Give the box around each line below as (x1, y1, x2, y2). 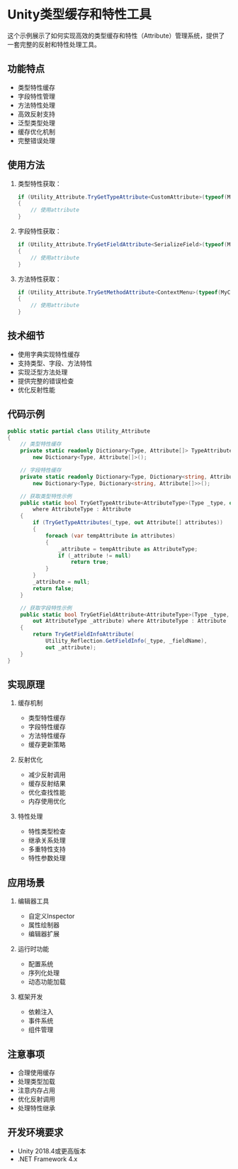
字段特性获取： (17, 227, 62, 236)
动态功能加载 (28, 977, 66, 986)
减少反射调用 (28, 770, 66, 779)
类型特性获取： (17, 179, 62, 188)
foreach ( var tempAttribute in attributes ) (45, 532, 176, 539)
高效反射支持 (17, 109, 55, 118)
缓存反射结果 (28, 780, 66, 788)
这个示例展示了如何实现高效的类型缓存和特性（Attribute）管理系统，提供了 (7, 31, 225, 40)
